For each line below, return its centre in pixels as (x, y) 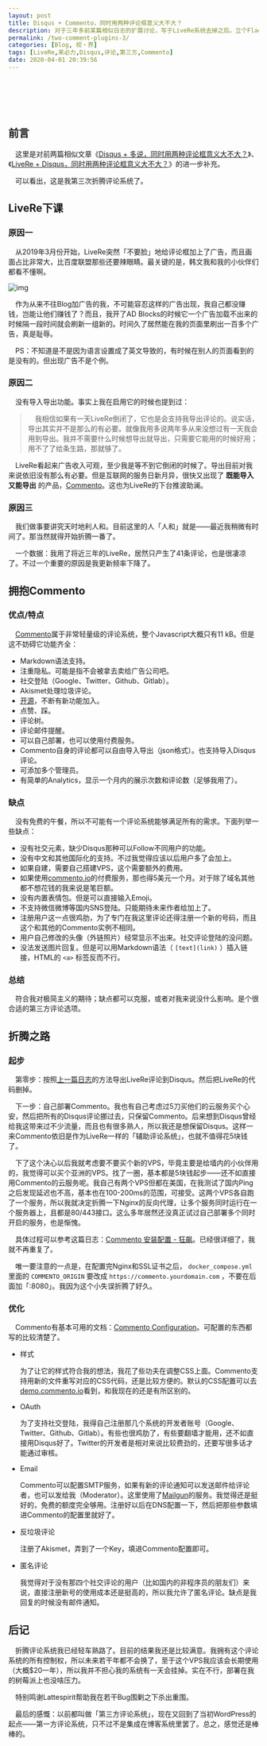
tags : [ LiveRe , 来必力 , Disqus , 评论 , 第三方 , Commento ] (91, 52)
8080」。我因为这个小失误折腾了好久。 (94, 1286)
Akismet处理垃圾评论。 (57, 690)
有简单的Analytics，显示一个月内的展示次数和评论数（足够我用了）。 (131, 780)
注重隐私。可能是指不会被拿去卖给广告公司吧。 (96, 670)
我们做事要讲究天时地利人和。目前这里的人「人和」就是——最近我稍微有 (133, 527)
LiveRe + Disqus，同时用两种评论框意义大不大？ (90, 164)
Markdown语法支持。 (54, 661)
